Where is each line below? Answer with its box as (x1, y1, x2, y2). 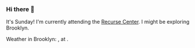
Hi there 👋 (6, 5, 35, 13)
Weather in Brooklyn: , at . (6, 36, 69, 43)
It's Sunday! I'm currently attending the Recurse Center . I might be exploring (6, 19, 190, 25)
